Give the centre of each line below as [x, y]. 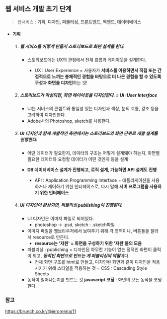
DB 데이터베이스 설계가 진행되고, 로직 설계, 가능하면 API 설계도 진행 [92, 170]
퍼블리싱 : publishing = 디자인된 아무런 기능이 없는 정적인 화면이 [89, 249]
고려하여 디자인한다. [46, 115]
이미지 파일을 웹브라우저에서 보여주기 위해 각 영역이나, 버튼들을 [88, 231]
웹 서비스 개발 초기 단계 [39, 9]
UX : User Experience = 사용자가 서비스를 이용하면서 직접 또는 [95, 71]
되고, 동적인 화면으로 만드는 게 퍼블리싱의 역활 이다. [81, 256]
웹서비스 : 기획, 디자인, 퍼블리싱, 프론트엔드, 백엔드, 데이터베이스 [79, 22]
